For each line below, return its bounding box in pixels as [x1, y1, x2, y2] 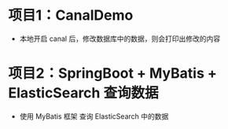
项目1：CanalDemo [8, 6, 134, 24]
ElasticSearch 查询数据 [8, 84, 159, 102]
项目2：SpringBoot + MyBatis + [8, 64, 218, 83]
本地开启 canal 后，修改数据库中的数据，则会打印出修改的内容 [19, 34, 221, 43]
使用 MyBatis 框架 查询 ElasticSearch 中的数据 [19, 111, 169, 121]
